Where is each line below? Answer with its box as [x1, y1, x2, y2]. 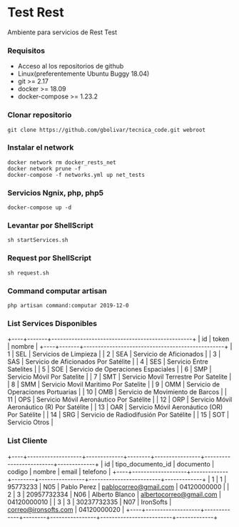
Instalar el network [7, 143, 74, 153]
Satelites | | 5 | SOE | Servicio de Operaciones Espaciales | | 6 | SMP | [7, 365, 212, 374]
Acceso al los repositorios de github [17, 62, 124, 71]
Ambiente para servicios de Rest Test [7, 28, 118, 36]
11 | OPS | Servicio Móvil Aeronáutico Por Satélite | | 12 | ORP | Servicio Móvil [7, 395, 233, 404]
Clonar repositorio [7, 110, 72, 120]
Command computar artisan [7, 286, 107, 296]
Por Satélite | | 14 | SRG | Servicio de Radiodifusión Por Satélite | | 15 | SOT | [7, 411, 230, 419]
